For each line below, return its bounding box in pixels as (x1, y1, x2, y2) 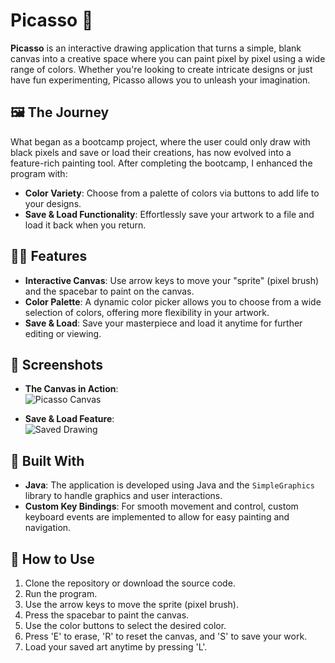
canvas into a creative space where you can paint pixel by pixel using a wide (10, 52, 326, 64)
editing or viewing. (24, 327, 102, 339)
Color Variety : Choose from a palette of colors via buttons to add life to (24, 187, 320, 199)
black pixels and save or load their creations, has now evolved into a (10, 146, 292, 158)
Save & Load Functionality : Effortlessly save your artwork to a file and (24, 208, 315, 220)
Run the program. (24, 588, 98, 599)
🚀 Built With (10, 452, 85, 469)
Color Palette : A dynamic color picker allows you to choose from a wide (24, 295, 322, 308)
